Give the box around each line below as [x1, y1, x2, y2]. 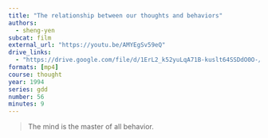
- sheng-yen [15, 26, 56, 34]
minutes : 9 [8, 100, 45, 108]
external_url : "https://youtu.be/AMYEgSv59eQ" [8, 41, 166, 49]
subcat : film [8, 33, 52, 42]
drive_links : [8, 48, 52, 56]
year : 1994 [8, 78, 45, 86]
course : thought [8, 71, 62, 79]
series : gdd [8, 85, 48, 94]
